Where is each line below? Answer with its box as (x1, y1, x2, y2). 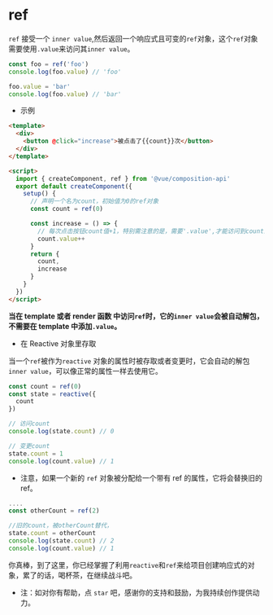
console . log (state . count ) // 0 (8, 428, 115, 436)
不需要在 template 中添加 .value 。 (8, 321, 122, 331)
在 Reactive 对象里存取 (19, 338, 97, 348)
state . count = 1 (8, 450, 63, 458)
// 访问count (8, 420, 50, 428)
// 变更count (8, 441, 50, 450)
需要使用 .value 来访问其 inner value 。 (8, 43, 135, 54)
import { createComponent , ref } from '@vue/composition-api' (15, 174, 231, 182)
